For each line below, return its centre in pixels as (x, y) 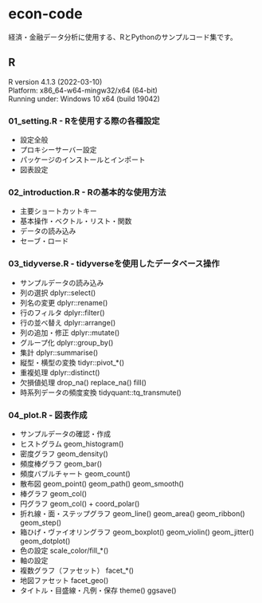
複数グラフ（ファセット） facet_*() (76, 570)
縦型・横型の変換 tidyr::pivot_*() (72, 362)
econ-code (45, 14)
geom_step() (41, 522)
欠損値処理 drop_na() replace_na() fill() (83, 382)
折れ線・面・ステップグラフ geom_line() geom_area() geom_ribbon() (132, 513)
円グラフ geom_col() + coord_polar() (80, 503)
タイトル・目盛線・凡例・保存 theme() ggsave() (98, 590)
